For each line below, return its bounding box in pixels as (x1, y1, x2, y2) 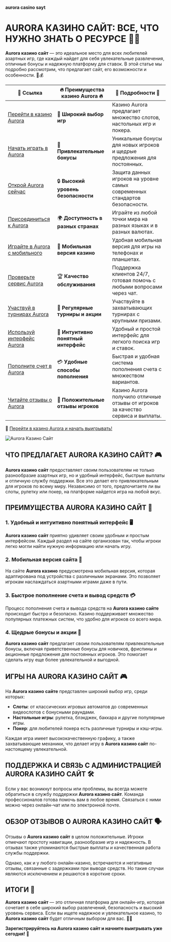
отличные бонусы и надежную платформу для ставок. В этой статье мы (5, 61, 162, 67)
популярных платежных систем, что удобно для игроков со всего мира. (5, 616, 162, 623)
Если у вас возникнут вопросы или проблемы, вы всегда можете (5, 786, 148, 792)
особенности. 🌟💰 (5, 72, 44, 78)
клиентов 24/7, (111, 270, 150, 278)
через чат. (111, 289, 138, 296)
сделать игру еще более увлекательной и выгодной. (5, 657, 120, 663)
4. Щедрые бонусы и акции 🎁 (5, 629, 81, 636)
